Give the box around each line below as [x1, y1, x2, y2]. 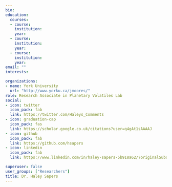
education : [5, 12, 29, 17]
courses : [10, 17, 29, 22]
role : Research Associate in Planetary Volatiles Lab [5, 93, 123, 98]
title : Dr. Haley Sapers [5, 174, 58, 179]
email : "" [5, 65, 27, 70]
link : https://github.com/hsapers [10, 140, 83, 146]
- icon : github [5, 131, 38, 136]
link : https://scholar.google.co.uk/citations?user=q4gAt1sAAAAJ [10, 126, 153, 131]
